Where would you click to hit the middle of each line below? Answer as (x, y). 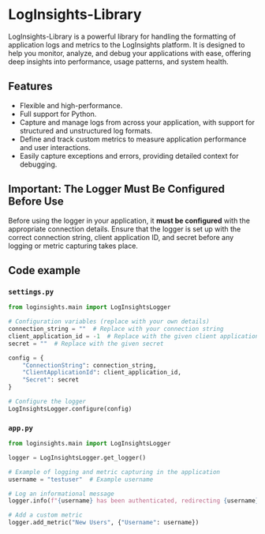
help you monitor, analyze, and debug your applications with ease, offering (129, 53)
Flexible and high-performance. (71, 105)
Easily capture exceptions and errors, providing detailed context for (129, 156)
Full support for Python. (58, 114)
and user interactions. (55, 147)
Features (30, 86)
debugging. (38, 164)
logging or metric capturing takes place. (73, 246)
